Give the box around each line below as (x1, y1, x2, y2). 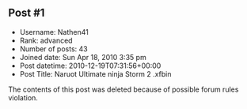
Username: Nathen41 (19, 27, 89, 36)
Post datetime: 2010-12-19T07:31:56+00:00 (19, 61, 161, 70)
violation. (8, 92, 38, 102)
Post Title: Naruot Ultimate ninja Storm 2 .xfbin (19, 69, 172, 78)
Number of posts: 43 (19, 43, 89, 54)
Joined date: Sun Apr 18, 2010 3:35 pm (19, 52, 146, 62)
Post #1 (8, 6, 45, 20)
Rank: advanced (19, 36, 73, 45)
